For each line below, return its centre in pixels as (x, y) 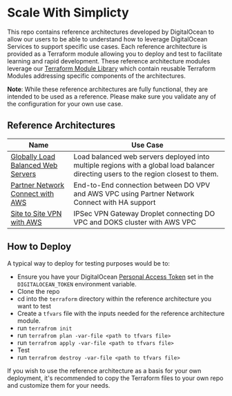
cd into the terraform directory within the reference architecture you (114, 299)
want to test (34, 306)
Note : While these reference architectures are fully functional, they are (108, 89)
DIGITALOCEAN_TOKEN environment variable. (77, 284)
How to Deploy (39, 247)
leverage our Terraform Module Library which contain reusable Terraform (112, 68)
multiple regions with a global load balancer (144, 165)
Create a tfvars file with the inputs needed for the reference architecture (121, 313)
